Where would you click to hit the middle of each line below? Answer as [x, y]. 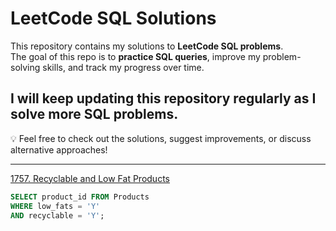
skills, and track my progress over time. [123, 67]
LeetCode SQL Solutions [113, 18]
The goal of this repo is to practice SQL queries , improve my [135, 56]
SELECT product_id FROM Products [80, 197]
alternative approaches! [59, 149]
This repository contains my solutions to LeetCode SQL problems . [147, 46]
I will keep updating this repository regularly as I [163, 98]
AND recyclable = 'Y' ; [57, 215]
